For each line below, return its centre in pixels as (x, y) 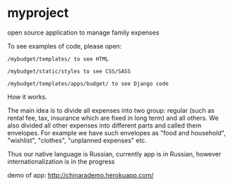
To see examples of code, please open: (65, 46)
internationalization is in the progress (61, 161)
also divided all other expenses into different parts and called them (104, 125)
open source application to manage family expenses (83, 32)
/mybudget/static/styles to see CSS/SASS (69, 71)
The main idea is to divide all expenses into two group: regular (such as (111, 110)
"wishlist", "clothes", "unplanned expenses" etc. (77, 140)
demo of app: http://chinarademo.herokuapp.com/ (80, 175)
